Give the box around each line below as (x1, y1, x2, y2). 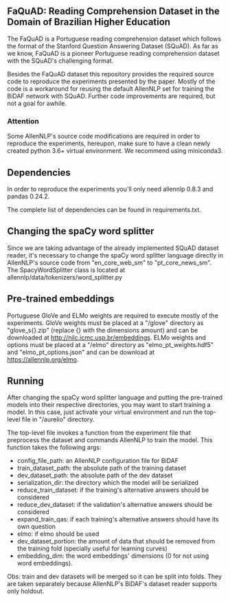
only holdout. (7, 587, 45, 595)
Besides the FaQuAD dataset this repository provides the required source (7, 70, 214, 78)
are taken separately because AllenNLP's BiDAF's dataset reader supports (7, 580, 218, 588)
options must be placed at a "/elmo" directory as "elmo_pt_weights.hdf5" (7, 340, 214, 349)
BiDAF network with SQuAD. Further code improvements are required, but (7, 92, 216, 100)
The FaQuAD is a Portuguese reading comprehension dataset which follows (7, 34, 222, 43)
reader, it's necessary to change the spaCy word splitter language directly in (7, 251, 224, 259)
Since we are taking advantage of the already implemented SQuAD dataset (7, 244, 219, 252)
